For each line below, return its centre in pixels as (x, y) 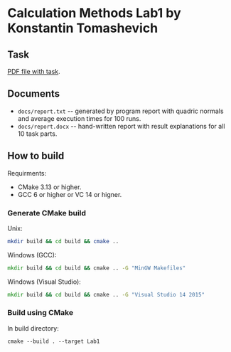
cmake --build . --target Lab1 (54, 341)
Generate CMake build (47, 213)
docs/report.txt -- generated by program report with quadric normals (120, 111)
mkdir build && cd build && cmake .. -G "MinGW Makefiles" (97, 268)
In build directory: (33, 328)
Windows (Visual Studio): (44, 282)
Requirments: (27, 173)
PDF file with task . (34, 71)
